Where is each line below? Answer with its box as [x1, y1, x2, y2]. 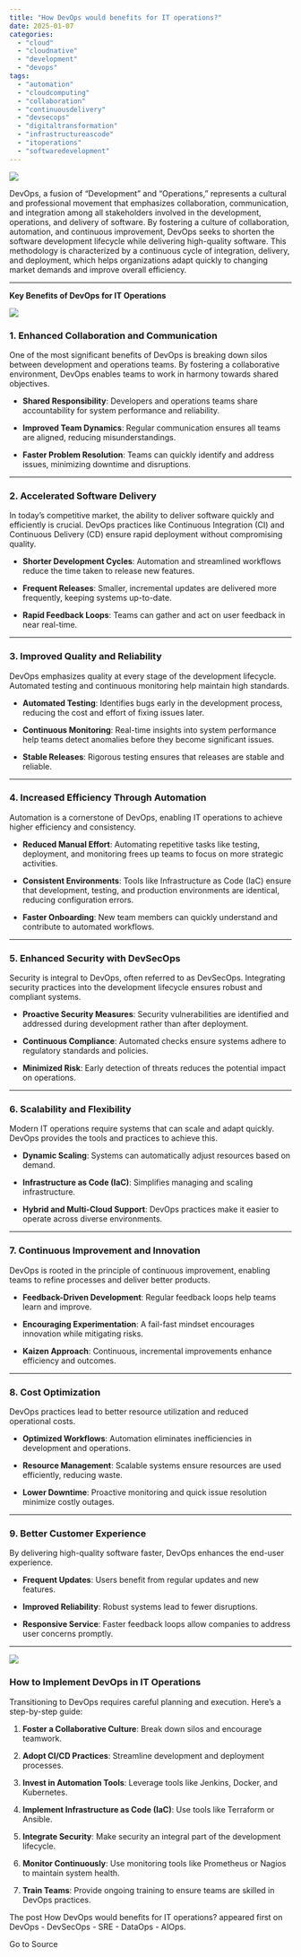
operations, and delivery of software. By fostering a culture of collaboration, [9, 216, 289, 227]
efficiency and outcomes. [21, 1355, 116, 1366]
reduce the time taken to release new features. [21, 566, 195, 577]
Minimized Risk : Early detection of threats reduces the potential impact [21, 1063, 287, 1074]
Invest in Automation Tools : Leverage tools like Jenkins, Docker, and [21, 1777, 278, 1787]
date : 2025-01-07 [9, 22, 74, 30]
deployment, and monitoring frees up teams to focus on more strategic [21, 848, 284, 859]
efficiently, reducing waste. [21, 1470, 123, 1480]
